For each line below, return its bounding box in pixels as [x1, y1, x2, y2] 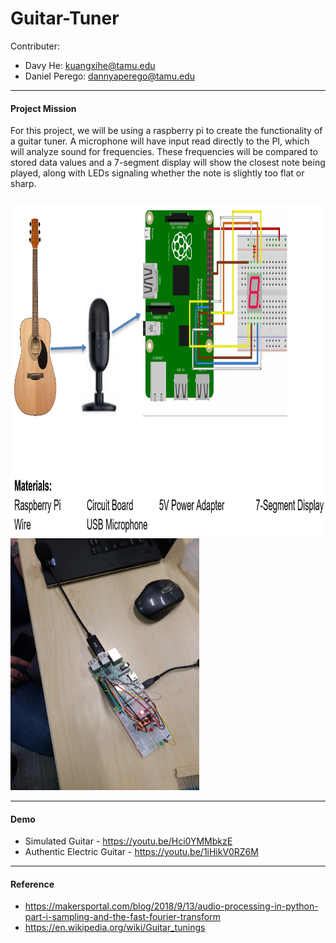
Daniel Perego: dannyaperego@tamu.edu [24, 70, 196, 82]
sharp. [10, 178, 37, 190]
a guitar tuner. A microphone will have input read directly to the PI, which [10, 135, 310, 147]
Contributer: [10, 40, 61, 52]
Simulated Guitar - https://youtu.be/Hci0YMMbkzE [24, 835, 233, 847]
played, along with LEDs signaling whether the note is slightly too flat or [10, 167, 305, 179]
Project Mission [10, 102, 77, 114]
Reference [10, 878, 55, 890]
